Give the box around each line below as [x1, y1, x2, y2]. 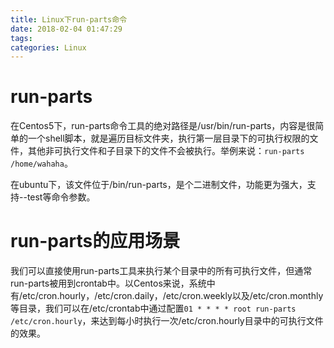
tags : [10, 33, 33, 43]
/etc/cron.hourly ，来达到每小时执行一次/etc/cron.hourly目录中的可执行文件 [10, 315, 324, 327]
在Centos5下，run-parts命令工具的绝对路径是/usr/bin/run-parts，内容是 [10, 120, 307, 132]
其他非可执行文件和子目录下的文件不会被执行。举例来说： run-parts [27, 145, 305, 157]
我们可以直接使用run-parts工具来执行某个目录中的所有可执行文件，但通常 [10, 265, 313, 277]
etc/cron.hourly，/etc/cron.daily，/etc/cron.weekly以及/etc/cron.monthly [22, 290, 324, 302]
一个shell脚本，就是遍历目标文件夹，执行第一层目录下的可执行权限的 [27, 132, 310, 145]
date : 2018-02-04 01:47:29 [10, 24, 123, 34]
